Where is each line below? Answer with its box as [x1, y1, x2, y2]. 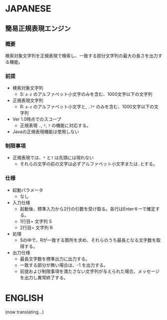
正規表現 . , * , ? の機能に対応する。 [19, 122, 91, 128]
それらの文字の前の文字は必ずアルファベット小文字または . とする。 [19, 161, 158, 167]
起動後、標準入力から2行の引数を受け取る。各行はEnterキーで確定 [19, 205, 156, 211]
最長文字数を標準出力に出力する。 [19, 255, 90, 261]
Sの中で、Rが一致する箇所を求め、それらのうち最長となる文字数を [19, 237, 157, 243]
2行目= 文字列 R [19, 224, 53, 230]
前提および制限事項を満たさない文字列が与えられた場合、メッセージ [19, 268, 160, 274]
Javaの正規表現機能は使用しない [12, 128, 80, 135]
